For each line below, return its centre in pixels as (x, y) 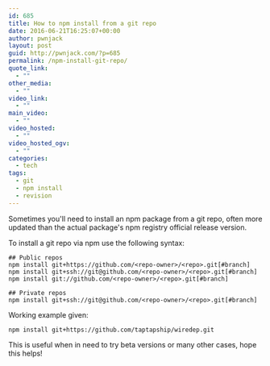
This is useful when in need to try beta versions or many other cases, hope (133, 344)
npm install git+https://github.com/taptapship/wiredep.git (112, 330)
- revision (34, 195)
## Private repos (37, 293)
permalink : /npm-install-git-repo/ (68, 61)
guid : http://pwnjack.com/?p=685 (64, 53)
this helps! (25, 353)
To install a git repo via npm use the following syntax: (97, 243)
